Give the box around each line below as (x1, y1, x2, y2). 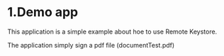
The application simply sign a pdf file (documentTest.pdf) (7, 41, 175, 49)
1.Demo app (7, 4, 79, 20)
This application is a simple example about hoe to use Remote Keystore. (7, 27, 218, 36)
